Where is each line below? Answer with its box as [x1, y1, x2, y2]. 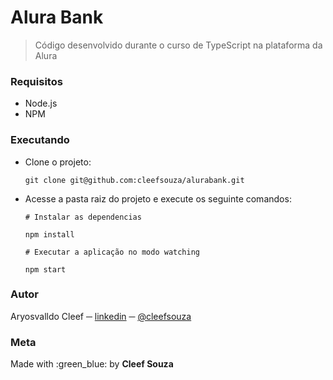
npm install [24, 229, 75, 240]
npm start [24, 264, 67, 275]
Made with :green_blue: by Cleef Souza [10, 358, 174, 370]
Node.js [24, 97, 58, 110]
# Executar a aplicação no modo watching [24, 247, 200, 257]
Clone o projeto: [24, 156, 92, 168]
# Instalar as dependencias [24, 212, 142, 222]
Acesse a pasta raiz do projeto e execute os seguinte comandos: [24, 192, 292, 205]
